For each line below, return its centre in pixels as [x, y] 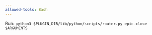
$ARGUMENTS [16, 28]
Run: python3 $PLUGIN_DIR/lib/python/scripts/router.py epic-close [76, 23]
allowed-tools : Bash [27, 9]
